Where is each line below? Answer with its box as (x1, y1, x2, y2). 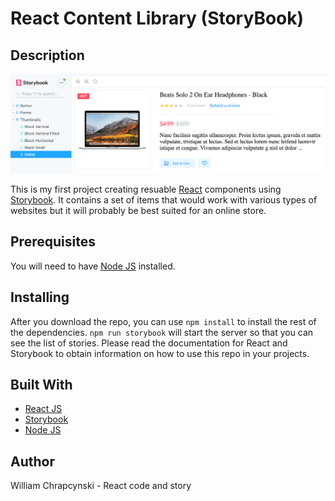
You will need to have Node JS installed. (10, 260, 176, 272)
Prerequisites (10, 233, 96, 251)
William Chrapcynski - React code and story (10, 480, 192, 492)
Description (10, 47, 85, 64)
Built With (10, 376, 73, 393)
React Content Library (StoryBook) (10, 7, 305, 30)
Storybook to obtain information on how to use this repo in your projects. (10, 347, 310, 359)
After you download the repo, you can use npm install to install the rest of (10, 315, 317, 327)
